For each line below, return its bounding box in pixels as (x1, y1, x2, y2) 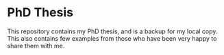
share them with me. (7, 41, 65, 50)
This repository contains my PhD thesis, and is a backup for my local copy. (7, 27, 218, 35)
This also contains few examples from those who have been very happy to (7, 34, 217, 42)
